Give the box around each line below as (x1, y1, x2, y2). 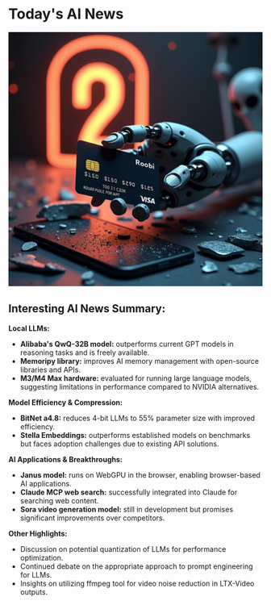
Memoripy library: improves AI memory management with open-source (19, 356, 260, 365)
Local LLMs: (8, 323, 50, 333)
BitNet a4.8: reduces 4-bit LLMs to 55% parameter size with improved (19, 413, 256, 423)
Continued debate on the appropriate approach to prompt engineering (19, 561, 253, 571)
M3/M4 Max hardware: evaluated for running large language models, (19, 373, 252, 383)
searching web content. (19, 495, 99, 505)
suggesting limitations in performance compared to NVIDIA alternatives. (19, 382, 260, 391)
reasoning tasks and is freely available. (19, 348, 150, 357)
